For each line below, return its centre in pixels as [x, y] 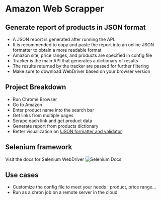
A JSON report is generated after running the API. [64, 39]
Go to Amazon [27, 105]
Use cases [22, 175]
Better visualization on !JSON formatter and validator [67, 131]
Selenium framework [39, 147]
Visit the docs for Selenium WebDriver [45, 159]
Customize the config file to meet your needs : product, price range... [84, 187]
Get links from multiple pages [43, 115]
